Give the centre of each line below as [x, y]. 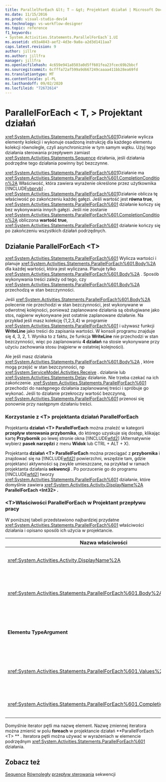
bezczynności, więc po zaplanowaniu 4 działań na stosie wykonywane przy [82, 342]
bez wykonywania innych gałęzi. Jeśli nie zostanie [56, 210]
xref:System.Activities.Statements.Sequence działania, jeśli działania [75, 158]
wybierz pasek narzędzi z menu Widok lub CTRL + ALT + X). [67, 443]
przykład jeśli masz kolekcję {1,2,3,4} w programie [56, 321]
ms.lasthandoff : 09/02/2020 [34, 83]
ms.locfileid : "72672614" [32, 88]
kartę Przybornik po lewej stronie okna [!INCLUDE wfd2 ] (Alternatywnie [78, 438]
